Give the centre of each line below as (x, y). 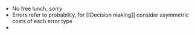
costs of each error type (42, 21)
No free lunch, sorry (37, 9)
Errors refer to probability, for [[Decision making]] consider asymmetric (100, 15)
